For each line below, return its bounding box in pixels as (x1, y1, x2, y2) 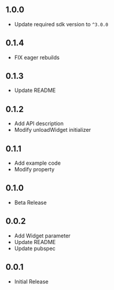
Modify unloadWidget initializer (14, 127, 91, 134)
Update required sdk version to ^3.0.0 (14, 20, 109, 27)
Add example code (14, 159, 61, 166)
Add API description (14, 120, 64, 127)
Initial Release (14, 277, 49, 285)
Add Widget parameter (14, 232, 71, 239)
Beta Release (14, 199, 47, 206)
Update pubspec (14, 245, 56, 252)
